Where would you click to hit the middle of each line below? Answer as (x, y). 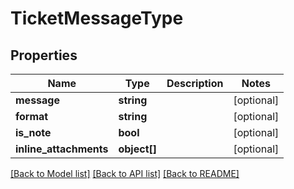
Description (195, 83)
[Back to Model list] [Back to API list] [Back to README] (125, 173)
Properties (44, 55)
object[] (137, 149)
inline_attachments (62, 149)
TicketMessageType (97, 18)
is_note (33, 132)
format (32, 116)
